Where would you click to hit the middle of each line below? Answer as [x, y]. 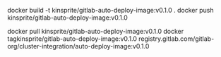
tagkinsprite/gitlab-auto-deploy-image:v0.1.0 [72, 39]
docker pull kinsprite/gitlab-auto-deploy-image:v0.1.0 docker [96, 31]
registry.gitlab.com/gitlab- [177, 39]
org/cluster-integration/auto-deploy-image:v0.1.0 [78, 46]
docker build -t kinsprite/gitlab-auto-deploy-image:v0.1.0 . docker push [110, 10]
